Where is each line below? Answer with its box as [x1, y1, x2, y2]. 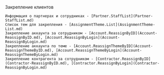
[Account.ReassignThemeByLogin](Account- [56, 48, 142, 53]
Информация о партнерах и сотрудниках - [5, 14, 90, 19]
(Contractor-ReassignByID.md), [5, 61, 69, 66]
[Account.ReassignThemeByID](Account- [73, 44, 153, 49]
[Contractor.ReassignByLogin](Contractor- [71, 61, 160, 66]
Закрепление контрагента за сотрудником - [5, 56, 94, 61]
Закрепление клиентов [5, 4, 54, 10]
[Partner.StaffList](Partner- [91, 14, 153, 19]
